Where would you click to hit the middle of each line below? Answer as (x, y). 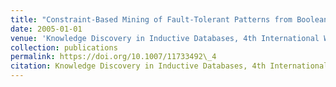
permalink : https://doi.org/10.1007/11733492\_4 (113, 57)
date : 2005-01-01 (46, 29)
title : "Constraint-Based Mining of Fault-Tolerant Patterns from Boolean (169, 19)
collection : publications (64, 47)
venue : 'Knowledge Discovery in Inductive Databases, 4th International (165, 38)
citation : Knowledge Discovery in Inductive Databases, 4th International (169, 66)
